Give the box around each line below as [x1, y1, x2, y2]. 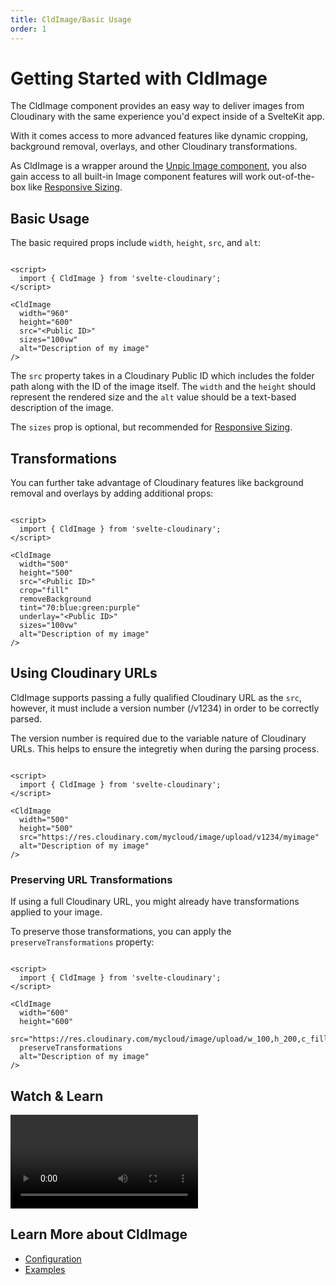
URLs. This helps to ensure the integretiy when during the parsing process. [10, 742, 320, 755]
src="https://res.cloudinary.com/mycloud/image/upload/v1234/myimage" [19, 832, 320, 842]
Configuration [24, 1252, 82, 1265]
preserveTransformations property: [10, 936, 155, 948]
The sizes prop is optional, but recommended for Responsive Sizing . [10, 421, 293, 433]
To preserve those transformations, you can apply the [10, 926, 232, 938]
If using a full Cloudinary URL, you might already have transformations [10, 896, 300, 908]
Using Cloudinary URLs [10, 665, 158, 682]
